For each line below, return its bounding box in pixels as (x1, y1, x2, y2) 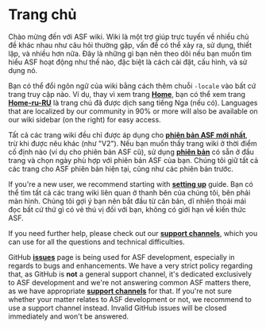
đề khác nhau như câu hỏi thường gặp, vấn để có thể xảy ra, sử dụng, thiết (8, 40, 253, 49)
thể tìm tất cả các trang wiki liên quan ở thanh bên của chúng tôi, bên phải (8, 188, 251, 197)
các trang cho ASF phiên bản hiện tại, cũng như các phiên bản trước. (8, 164, 234, 173)
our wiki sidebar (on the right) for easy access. (8, 114, 161, 124)
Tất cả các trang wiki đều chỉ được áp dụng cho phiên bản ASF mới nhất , (8, 130, 248, 140)
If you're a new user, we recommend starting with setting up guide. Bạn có (8, 179, 254, 188)
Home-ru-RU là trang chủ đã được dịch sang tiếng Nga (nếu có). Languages (8, 98, 258, 107)
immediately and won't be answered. (8, 312, 129, 321)
